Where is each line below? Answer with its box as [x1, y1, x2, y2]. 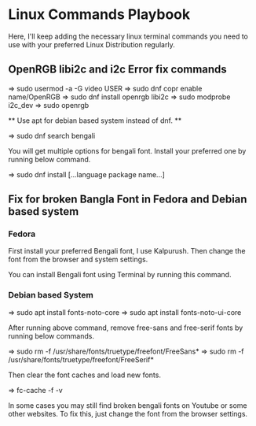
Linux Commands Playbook [8, 6, 191, 24]
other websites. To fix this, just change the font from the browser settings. [8, 409, 248, 418]
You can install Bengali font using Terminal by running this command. [8, 270, 232, 280]
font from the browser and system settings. [8, 254, 148, 265]
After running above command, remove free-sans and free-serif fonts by [8, 323, 243, 332]
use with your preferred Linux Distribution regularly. [8, 39, 175, 49]
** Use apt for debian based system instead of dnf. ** [8, 116, 182, 125]
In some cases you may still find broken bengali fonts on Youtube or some [8, 400, 247, 410]
